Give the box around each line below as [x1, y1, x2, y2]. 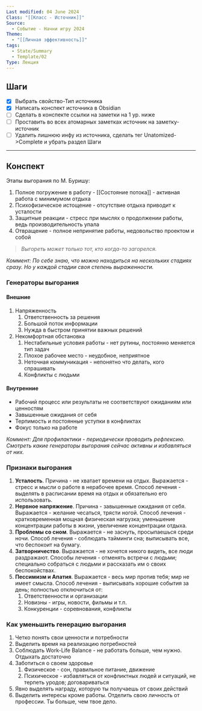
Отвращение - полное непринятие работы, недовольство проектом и [14, 227, 194, 235]
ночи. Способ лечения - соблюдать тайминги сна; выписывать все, [14, 535, 189, 542]
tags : [6, 43, 20, 49]
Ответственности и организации [23, 592, 108, 600]
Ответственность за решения [23, 313, 100, 320]
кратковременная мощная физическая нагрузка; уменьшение [14, 516, 176, 523]
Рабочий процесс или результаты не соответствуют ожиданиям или [14, 398, 192, 405]
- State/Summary [11, 48, 52, 54]
